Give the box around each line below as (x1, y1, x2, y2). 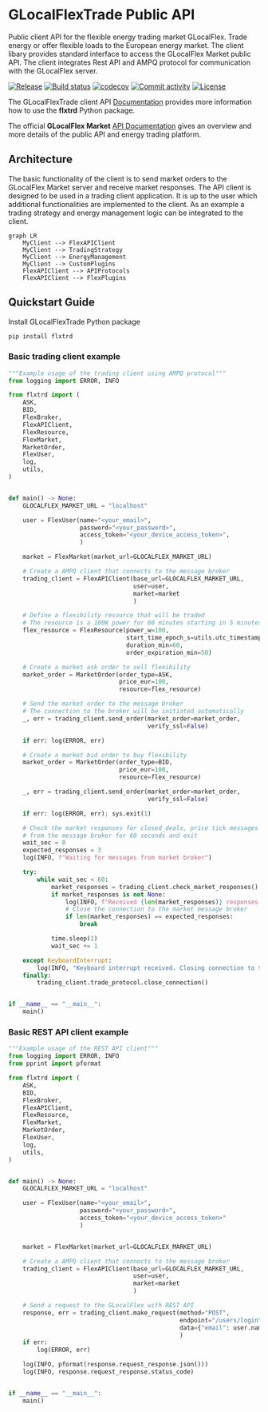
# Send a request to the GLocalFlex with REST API (22, 1302, 195, 1310)
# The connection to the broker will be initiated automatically (22, 708, 245, 716)
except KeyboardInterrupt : (22, 956, 112, 964)
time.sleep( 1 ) (50, 935, 98, 943)
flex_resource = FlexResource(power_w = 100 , (22, 626, 170, 635)
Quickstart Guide (8, 296, 96, 309)
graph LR (8, 232, 37, 240)
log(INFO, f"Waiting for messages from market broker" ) (22, 854, 213, 862)
